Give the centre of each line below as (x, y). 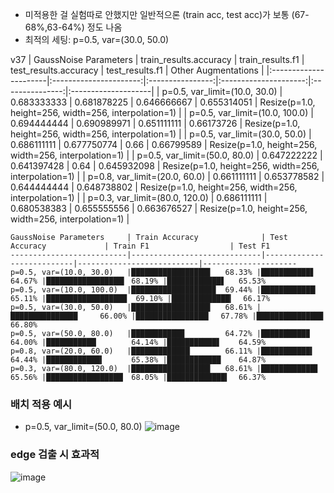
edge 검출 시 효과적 (55, 455)
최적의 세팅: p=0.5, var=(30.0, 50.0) (97, 39)
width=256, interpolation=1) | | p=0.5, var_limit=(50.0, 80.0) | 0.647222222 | (166, 155)
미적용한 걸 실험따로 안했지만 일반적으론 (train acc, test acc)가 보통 (157, 14)
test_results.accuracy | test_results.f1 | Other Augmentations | (137, 70)
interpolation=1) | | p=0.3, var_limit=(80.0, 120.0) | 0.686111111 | (139, 197)
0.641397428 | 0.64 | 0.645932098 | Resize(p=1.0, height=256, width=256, (165, 166)
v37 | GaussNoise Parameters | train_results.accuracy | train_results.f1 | (157, 59)
